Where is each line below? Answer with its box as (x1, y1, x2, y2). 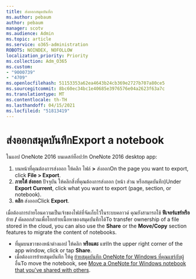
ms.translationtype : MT (6, 91, 65, 97)
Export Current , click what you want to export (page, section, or (14, 185, 171, 192)
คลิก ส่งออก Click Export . (14, 197, 70, 204)
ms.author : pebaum (6, 14, 51, 20)
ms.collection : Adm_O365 (6, 58, 67, 64)
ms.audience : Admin (6, 31, 54, 37)
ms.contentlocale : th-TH (6, 97, 67, 102)
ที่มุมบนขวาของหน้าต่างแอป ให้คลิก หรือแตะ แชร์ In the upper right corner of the (14, 240, 183, 248)
